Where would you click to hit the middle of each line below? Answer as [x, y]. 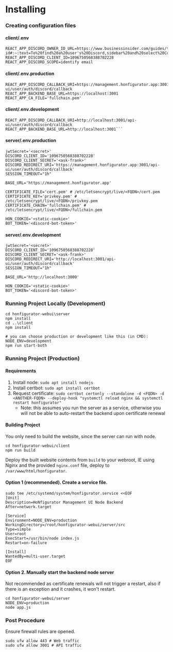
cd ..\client [19, 323]
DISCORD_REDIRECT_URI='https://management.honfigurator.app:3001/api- [83, 165]
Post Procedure [25, 621]
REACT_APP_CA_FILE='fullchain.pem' [44, 98]
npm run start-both [26, 346]
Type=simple [18, 529]
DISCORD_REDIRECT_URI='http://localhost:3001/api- [61, 259]
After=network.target [29, 507]
